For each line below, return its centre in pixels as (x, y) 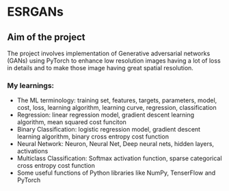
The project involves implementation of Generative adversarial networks (109, 53)
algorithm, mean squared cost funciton (71, 122)
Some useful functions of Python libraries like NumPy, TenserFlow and (116, 173)
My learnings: (31, 85)
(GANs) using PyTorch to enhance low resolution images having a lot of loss (114, 61)
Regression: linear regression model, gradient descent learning (106, 115)
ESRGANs (35, 12)
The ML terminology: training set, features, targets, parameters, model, (117, 100)
